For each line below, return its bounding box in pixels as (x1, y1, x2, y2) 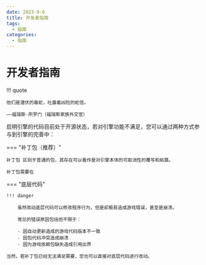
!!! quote (6, 86, 28, 94)
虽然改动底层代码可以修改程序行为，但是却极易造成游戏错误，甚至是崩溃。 (17, 204, 177, 210)
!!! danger (6, 193, 34, 199)
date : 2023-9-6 (6, 9, 45, 15)
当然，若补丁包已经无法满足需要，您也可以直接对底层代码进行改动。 (6, 253, 153, 259)
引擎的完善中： (17, 130, 55, 138)
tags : (6, 20, 20, 26)
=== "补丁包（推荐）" (6, 144, 61, 151)
